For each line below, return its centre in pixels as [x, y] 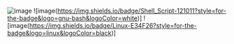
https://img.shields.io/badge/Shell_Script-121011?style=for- [142, 11]
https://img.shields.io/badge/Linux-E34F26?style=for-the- [113, 25]
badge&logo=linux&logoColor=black [59, 33]
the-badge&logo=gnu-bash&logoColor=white [72, 18]
